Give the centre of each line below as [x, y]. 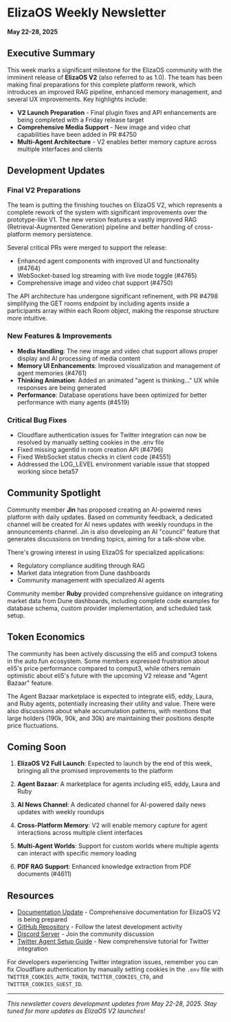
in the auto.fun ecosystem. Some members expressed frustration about [108, 661]
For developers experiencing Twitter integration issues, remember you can [113, 962]
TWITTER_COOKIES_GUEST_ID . [45, 984]
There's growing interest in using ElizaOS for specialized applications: [106, 552]
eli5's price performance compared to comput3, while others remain [104, 668]
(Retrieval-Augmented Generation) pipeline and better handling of [100, 227]
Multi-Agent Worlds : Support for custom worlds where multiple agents [118, 846]
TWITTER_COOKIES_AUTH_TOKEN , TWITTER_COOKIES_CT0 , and [85, 977]
